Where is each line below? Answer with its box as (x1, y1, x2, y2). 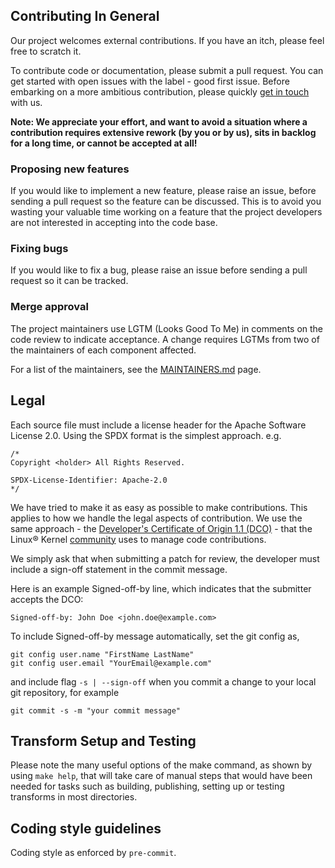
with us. (10, 96, 43, 108)
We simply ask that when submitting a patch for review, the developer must (10, 552, 320, 564)
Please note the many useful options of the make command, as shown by (10, 759, 313, 771)
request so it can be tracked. (10, 275, 129, 287)
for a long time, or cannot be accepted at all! (10, 137, 198, 149)
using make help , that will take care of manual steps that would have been (10, 770, 313, 782)
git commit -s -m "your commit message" (10, 705, 182, 716)
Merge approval (10, 300, 89, 314)
